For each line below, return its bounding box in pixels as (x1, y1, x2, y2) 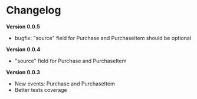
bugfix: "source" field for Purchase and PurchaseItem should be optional (14, 34, 192, 41)
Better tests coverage (14, 86, 68, 93)
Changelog (6, 4, 61, 17)
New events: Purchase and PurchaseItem (14, 80, 115, 87)
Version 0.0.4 (6, 45, 41, 53)
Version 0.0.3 (6, 68, 40, 75)
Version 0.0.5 (6, 23, 40, 30)
